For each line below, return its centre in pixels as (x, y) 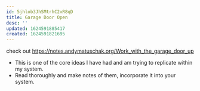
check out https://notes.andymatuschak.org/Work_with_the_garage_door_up (100, 51)
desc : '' (17, 23)
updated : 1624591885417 (36, 28)
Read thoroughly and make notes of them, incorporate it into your (95, 75)
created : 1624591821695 (36, 34)
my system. (29, 69)
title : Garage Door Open (37, 17)
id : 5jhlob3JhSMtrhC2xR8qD (40, 12)
